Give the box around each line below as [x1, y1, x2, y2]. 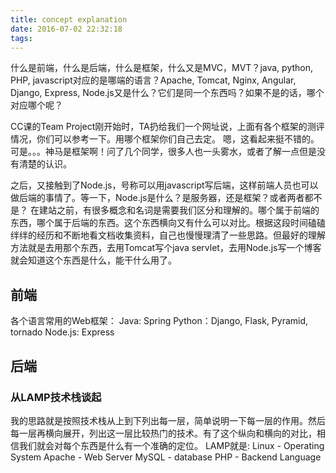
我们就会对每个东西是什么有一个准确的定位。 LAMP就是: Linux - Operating [18, 439, 325, 451]
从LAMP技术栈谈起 [10, 390, 102, 404]
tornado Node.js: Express [10, 326, 115, 338]
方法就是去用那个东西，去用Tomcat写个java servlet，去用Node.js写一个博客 [10, 242, 322, 254]
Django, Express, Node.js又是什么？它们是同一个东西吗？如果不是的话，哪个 [10, 87, 325, 99]
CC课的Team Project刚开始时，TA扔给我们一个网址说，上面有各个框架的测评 [10, 121, 325, 133]
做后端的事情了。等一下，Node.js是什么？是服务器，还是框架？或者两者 [10, 192, 305, 204]
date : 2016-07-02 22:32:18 [10, 24, 123, 34]
